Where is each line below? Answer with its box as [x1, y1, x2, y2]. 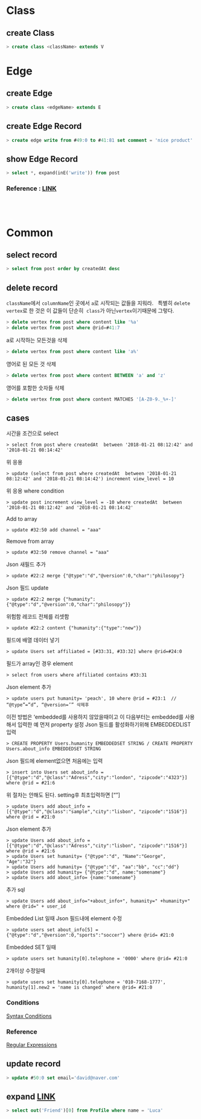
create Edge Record [6, 121, 82, 131]
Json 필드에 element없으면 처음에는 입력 [6, 757, 103, 765]
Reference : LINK [6, 184, 57, 193]
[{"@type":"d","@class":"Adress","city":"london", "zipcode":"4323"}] [6, 775, 188, 781]
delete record [6, 282, 58, 293]
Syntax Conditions [6, 1012, 53, 1020]
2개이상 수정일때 [6, 967, 45, 974]
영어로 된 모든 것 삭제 [6, 360, 56, 367]
